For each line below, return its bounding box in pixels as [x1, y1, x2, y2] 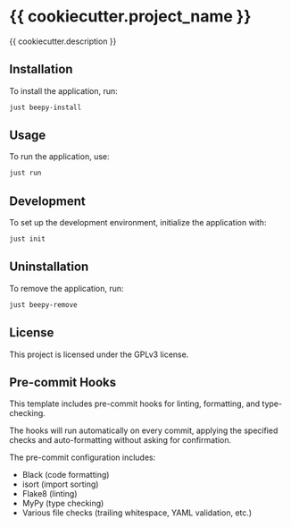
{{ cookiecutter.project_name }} [9, 6, 252, 27]
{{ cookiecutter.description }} [9, 36, 117, 47]
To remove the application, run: [9, 283, 124, 293]
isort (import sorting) [21, 479, 99, 489]
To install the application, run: [9, 85, 118, 96]
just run [9, 168, 42, 178]
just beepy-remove [9, 300, 78, 310]
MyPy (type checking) [21, 498, 104, 509]
